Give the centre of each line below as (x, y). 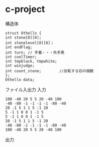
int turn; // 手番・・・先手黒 (35, 52)
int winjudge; (20, 65)
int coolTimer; (21, 57)
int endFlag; (19, 47)
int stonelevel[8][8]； (30, 43)
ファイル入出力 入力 (26, 89)
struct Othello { (23, 33)
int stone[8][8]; (23, 37)
